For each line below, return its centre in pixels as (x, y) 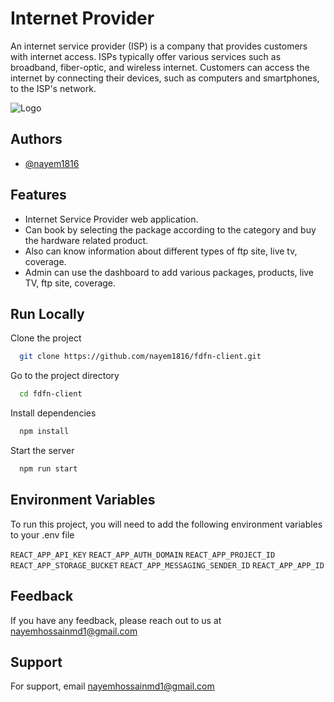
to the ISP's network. (53, 88)
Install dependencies (53, 413)
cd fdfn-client (51, 394)
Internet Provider (82, 18)
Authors (36, 139)
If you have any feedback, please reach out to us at (116, 620)
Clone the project (46, 338)
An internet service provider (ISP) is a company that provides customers (159, 46)
